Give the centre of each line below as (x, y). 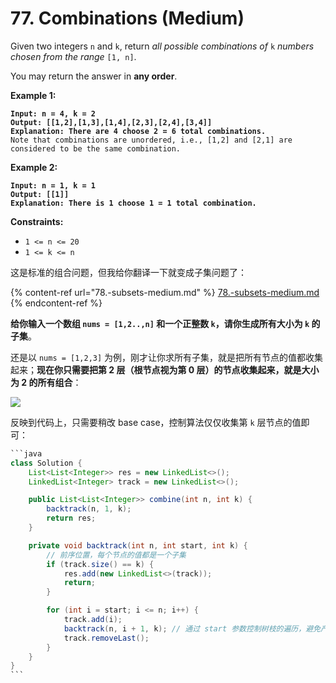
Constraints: (37, 221)
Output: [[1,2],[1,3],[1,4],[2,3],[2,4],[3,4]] (111, 122)
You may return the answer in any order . (94, 76)
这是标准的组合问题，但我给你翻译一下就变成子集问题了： (128, 272)
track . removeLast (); (106, 638)
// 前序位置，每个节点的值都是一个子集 (116, 555)
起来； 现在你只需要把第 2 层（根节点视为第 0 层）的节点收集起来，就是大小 (165, 369)
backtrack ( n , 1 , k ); (89, 509)
